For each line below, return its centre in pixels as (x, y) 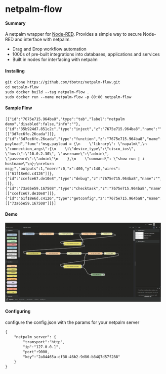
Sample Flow (19, 108)
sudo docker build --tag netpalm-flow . (47, 92)
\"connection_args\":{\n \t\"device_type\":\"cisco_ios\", (70, 149)
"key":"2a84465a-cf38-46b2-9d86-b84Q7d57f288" (72, 357)
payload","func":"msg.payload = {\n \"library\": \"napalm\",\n (76, 144)
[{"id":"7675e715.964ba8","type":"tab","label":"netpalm (65, 119)
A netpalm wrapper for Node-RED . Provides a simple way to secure (74, 34)
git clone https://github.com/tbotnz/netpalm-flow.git (63, 82)
